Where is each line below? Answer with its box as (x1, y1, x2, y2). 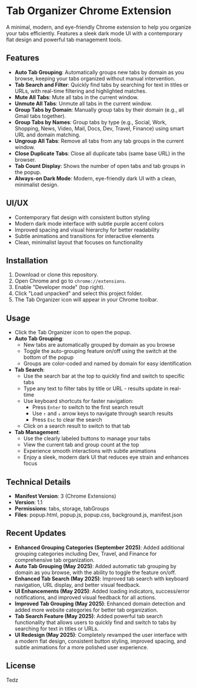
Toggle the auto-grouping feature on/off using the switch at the (23, 348, 177, 355)
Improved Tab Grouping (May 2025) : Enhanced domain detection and (14, 600, 185, 607)
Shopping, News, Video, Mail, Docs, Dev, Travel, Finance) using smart (14, 125, 184, 132)
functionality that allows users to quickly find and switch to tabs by (14, 619, 176, 626)
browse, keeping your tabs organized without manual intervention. (14, 75, 175, 82)
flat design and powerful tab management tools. (6, 36, 122, 43)
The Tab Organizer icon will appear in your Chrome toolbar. (14, 296, 159, 303)
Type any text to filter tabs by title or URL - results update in (23, 385, 169, 392)
